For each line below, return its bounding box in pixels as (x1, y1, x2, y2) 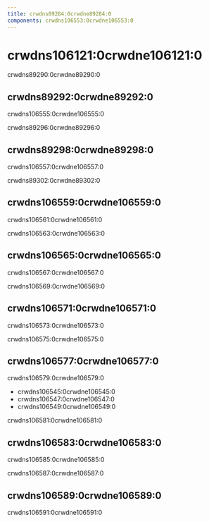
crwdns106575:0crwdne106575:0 (7, 334, 104, 343)
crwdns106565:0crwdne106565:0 (7, 250, 162, 262)
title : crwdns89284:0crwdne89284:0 (7, 10, 112, 18)
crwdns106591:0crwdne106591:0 (7, 508, 103, 516)
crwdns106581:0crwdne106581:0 (7, 416, 103, 425)
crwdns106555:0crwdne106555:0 (7, 110, 104, 119)
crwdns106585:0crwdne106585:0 (7, 456, 105, 464)
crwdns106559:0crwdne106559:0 (7, 197, 162, 209)
